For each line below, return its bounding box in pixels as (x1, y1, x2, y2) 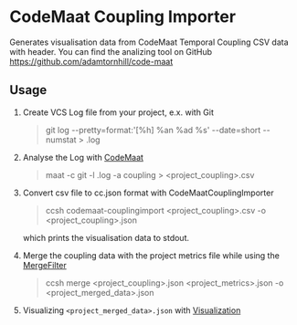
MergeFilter (22, 259, 67, 270)
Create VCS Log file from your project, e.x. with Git (22, 107, 215, 118)
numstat (45, 134, 77, 145)
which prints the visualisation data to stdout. (22, 232, 190, 243)
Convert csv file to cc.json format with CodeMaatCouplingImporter (22, 187, 274, 198)
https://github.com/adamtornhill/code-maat (9, 56, 174, 67)
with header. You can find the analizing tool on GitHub (9, 46, 213, 57)
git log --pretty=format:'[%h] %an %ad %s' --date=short (45, 124, 261, 135)
